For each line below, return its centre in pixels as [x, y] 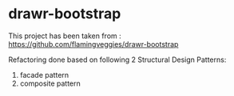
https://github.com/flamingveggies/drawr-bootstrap [93, 44]
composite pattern [50, 83]
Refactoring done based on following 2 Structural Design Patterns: [117, 60]
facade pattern [44, 75]
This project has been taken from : [65, 36]
